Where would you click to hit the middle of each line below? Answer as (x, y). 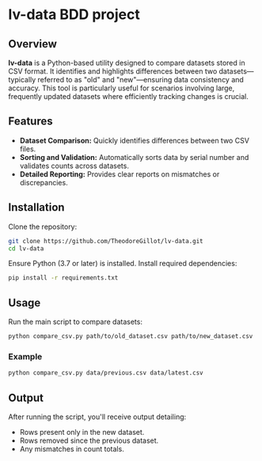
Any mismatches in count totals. (72, 448)
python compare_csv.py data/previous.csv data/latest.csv (106, 373)
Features (30, 122)
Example (25, 356)
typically (22, 80)
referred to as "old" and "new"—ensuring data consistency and (140, 80)
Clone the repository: (43, 227)
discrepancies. (44, 182)
